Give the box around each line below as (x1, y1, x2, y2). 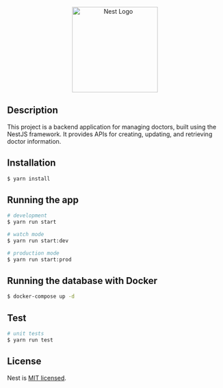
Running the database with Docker (7, 274, 158, 287)
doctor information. (7, 137, 62, 145)
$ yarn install (7, 175, 51, 182)
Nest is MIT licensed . (7, 374, 67, 382)
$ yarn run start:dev (7, 237, 69, 244)
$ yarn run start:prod (7, 256, 72, 263)
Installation (7, 157, 56, 169)
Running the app (7, 194, 79, 205)
